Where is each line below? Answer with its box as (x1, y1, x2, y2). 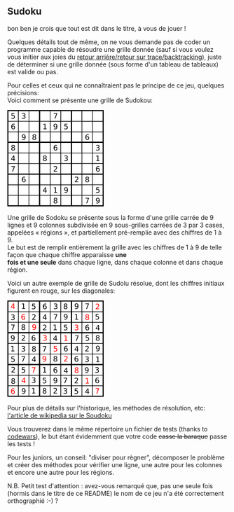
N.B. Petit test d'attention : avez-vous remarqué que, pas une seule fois (7, 481, 214, 490)
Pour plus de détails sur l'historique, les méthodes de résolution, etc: (7, 403, 205, 412)
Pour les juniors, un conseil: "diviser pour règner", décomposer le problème (7, 453, 226, 462)
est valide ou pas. (7, 67, 58, 76)
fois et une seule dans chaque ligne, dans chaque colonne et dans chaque (7, 258, 223, 266)
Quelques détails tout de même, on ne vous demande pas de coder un (7, 38, 211, 46)
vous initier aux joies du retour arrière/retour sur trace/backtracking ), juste (7, 53, 222, 61)
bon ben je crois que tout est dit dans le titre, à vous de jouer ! (7, 24, 186, 32)
